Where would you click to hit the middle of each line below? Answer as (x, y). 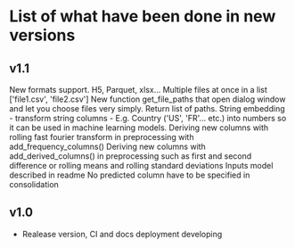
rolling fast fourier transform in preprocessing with (102, 137)
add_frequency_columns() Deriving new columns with (108, 146)
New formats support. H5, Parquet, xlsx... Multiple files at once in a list (138, 90)
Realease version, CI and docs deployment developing (122, 234)
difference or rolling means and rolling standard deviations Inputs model (141, 165)
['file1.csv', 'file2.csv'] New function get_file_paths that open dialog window (147, 99)
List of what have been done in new (143, 17)
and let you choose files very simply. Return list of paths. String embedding (147, 108)
